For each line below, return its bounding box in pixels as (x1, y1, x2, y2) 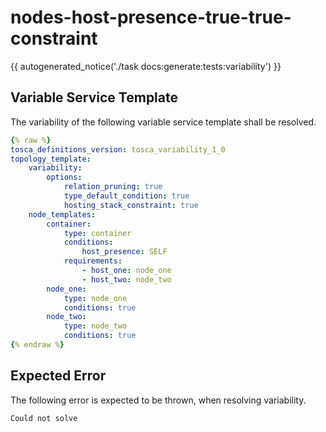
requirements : (63, 256, 123, 266)
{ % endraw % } (10, 340, 65, 350)
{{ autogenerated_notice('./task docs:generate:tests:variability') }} (10, 60, 282, 72)
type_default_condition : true (63, 191, 190, 201)
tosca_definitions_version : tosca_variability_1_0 (10, 144, 226, 155)
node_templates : (28, 209, 97, 220)
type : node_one (63, 293, 128, 303)
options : (46, 172, 83, 183)
